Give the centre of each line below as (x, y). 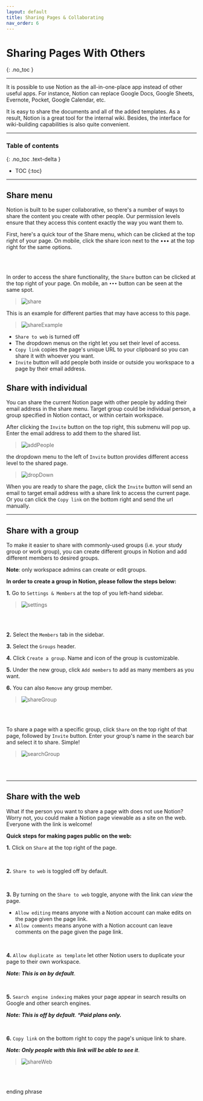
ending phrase (24, 1091)
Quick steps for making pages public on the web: (69, 836)
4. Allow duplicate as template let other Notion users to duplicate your (96, 955)
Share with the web (43, 797)
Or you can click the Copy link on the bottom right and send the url (90, 500)
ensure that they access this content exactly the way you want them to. (95, 223)
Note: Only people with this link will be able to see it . (73, 1050)
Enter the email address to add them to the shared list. (74, 433)
